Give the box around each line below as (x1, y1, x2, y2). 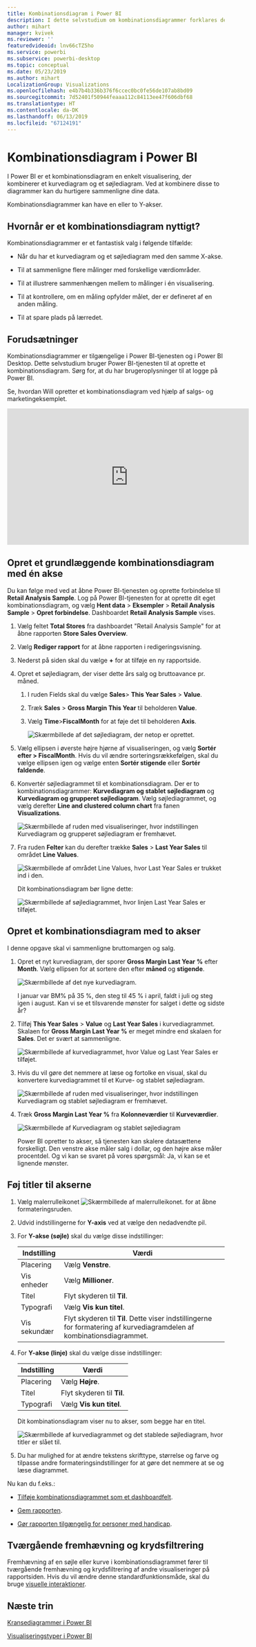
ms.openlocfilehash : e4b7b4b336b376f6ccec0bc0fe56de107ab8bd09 (7, 87, 193, 94)
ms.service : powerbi (7, 49, 67, 56)
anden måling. (17, 300, 58, 308)
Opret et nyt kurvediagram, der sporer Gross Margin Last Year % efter (17, 957, 219, 965)
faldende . (17, 766, 46, 774)
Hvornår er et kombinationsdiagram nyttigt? (7, 220, 200, 232)
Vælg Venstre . (63, 1260, 111, 1270)
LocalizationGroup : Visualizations (7, 81, 110, 88)
